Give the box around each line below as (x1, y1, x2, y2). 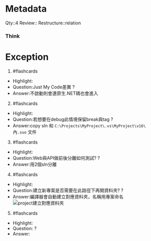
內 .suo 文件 (12, 129, 37, 135)
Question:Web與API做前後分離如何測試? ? (12, 155, 100, 161)
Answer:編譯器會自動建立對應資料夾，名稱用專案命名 (12, 193, 124, 199)
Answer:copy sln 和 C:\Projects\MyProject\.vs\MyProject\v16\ (12, 122, 146, 128)
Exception (5, 51, 49, 63)
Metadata (5, 3, 47, 15)
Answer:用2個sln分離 (12, 161, 57, 167)
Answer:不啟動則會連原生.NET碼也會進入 (12, 90, 98, 96)
